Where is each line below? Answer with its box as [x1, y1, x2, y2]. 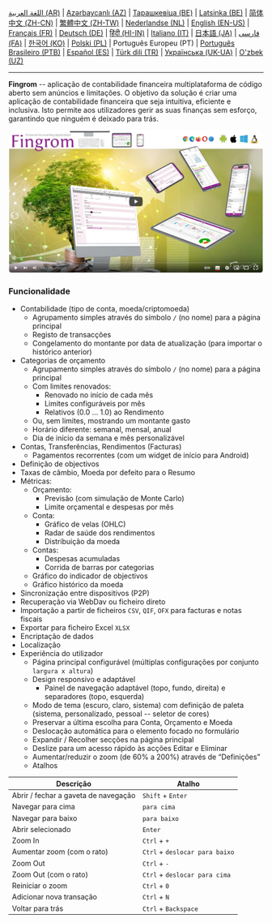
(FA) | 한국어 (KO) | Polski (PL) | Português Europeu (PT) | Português [8, 38, 235, 48]
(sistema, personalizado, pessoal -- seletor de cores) [32, 709, 210, 719]
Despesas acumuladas [44, 554, 121, 564]
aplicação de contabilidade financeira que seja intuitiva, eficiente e [8, 97, 232, 106]
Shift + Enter [142, 791, 188, 801]
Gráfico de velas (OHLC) [44, 519, 126, 530]
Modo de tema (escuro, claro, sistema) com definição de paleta [32, 701, 244, 710]
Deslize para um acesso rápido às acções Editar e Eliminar [32, 744, 228, 753]
